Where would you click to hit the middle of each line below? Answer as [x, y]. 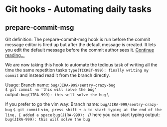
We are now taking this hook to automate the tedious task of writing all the [82, 65]
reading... [15, 55]
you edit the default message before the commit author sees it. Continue [80, 50]
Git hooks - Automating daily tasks [79, 9]
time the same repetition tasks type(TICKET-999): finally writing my [77, 70]
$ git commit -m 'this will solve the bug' [51, 90]
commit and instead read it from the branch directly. [58, 75]
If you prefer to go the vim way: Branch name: [52, 104]
